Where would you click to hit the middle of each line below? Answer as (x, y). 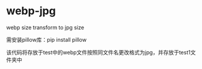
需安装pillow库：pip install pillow (47, 39)
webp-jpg (31, 11)
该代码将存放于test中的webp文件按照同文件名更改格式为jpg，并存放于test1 (98, 52)
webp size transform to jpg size (45, 27)
